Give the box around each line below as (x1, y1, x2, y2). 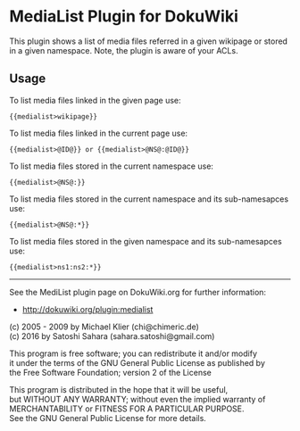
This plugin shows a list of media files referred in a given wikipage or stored (9, 36, 288, 46)
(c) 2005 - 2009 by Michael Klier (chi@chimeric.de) (9, 321, 199, 332)
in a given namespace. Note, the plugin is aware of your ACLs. (9, 45, 238, 55)
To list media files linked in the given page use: (9, 95, 181, 105)
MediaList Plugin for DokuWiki (9, 6, 239, 27)
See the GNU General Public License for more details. (9, 412, 207, 423)
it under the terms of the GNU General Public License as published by (9, 357, 266, 368)
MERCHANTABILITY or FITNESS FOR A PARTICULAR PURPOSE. (9, 403, 245, 414)
